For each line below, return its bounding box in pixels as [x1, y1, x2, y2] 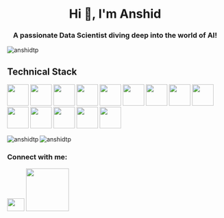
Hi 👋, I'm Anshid [69, 6, 162, 22]
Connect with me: [7, 152, 68, 162]
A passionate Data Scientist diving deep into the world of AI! [12, 31, 218, 40]
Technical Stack [7, 66, 77, 77]
